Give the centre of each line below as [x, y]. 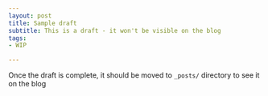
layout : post [30, 16]
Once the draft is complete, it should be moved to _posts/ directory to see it [134, 75]
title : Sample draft [43, 23]
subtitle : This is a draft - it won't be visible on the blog [115, 30]
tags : [17, 38]
